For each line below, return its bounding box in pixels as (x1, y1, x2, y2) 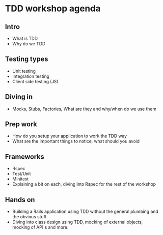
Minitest (12, 176, 29, 182)
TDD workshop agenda (5, 3, 101, 14)
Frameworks (5, 152, 45, 161)
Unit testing (12, 68, 36, 74)
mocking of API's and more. (12, 224, 69, 230)
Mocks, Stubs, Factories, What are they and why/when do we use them (12, 106, 157, 112)
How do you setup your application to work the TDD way (12, 133, 127, 139)
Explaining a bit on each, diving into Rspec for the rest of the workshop (12, 181, 156, 187)
